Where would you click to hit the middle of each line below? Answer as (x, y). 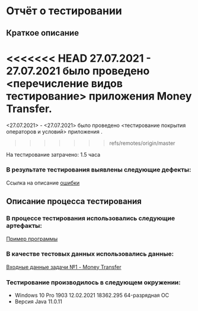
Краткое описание (42, 33)
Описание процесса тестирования (74, 201)
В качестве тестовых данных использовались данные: (90, 254)
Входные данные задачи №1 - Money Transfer (64, 267)
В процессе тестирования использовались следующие (91, 218)
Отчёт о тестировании (64, 11)
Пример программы (32, 239)
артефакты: (24, 226)
